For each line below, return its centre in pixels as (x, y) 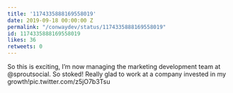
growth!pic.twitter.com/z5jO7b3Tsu (59, 81)
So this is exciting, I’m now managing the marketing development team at (114, 67)
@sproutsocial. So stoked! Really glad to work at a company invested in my (117, 74)
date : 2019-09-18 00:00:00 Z (50, 20)
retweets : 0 (25, 46)
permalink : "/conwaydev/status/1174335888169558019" (87, 27)
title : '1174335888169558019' (52, 14)
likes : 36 (22, 40)
